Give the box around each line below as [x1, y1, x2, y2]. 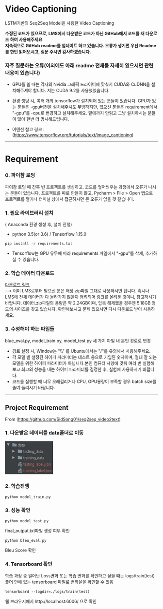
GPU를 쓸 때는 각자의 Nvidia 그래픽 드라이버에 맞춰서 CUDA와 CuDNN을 [12, 81, 150, 87]
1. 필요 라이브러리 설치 [5, 209, 54, 216]
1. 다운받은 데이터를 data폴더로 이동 [5, 430, 84, 437]
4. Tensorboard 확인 [5, 561, 52, 568]
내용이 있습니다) [5, 69, 40, 76]
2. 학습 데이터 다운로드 [5, 269, 55, 276]
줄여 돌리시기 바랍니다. [12, 384, 55, 390]
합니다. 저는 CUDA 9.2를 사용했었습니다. [33, 88, 110, 94]
